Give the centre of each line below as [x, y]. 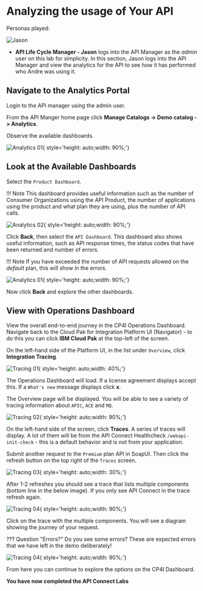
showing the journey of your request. [53, 527]
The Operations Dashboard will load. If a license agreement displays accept [101, 381]
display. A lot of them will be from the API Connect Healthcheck [86, 436]
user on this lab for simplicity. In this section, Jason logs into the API [101, 58]
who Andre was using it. [45, 71]
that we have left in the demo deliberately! [59, 546]
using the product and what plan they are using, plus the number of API [96, 206]
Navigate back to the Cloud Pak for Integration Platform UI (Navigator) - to [99, 332]
